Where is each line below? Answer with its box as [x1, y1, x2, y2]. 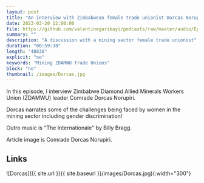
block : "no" [6, 65, 36, 72]
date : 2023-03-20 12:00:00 [6, 20, 75, 26]
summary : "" [6, 32, 36, 38]
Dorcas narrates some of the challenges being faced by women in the [6, 106, 181, 113]
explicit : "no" [6, 54, 45, 60]
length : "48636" [6, 49, 47, 55]
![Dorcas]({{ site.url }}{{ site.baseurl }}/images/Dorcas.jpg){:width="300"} [6, 170, 191, 177]
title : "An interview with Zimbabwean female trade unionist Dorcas [6, 15, 183, 21]
